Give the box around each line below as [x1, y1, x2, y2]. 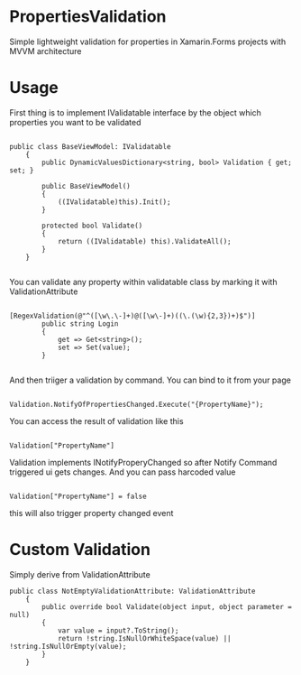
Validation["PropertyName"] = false [9, 492, 147, 501]
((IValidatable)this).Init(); [57, 197, 171, 207]
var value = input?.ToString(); [57, 625, 179, 635]
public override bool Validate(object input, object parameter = [41, 602, 293, 611]
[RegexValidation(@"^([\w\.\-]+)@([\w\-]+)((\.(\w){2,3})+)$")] [9, 311, 256, 320]
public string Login [41, 319, 119, 328]
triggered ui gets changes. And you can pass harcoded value [9, 467, 236, 477]
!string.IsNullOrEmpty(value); [9, 642, 127, 651]
